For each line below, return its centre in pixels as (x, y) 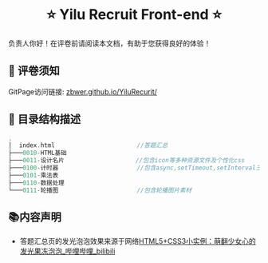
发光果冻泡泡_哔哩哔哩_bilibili (67, 251)
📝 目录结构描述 (45, 120)
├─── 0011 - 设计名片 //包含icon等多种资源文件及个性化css (127, 161)
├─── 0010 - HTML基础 (37, 153)
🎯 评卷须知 (34, 71)
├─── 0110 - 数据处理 (37, 183)
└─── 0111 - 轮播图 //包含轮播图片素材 (100, 190)
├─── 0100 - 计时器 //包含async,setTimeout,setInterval (132, 168)
